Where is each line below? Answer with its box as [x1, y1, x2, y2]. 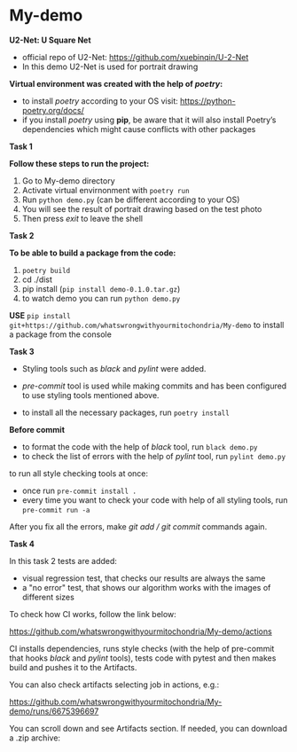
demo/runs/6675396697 [9, 706, 99, 717]
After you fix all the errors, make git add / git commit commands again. [9, 521, 268, 532]
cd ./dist [21, 274, 53, 285]
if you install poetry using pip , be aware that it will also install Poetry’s [21, 114, 277, 125]
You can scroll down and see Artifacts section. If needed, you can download [9, 723, 288, 733]
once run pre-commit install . [21, 485, 137, 496]
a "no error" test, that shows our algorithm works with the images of [21, 582, 271, 592]
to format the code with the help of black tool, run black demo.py [21, 441, 258, 452]
